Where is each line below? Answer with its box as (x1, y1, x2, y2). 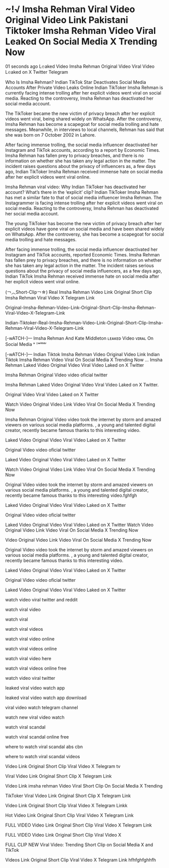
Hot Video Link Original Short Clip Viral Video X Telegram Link (5, 812, 134, 818)
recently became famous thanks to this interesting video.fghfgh (5, 492, 137, 498)
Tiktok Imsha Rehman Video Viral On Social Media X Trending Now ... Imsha (5, 357, 163, 363)
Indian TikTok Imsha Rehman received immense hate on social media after (5, 273, 159, 279)
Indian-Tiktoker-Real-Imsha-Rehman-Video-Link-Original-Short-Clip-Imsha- (5, 320, 163, 326)
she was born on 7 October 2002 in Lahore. (5, 132, 96, 138)
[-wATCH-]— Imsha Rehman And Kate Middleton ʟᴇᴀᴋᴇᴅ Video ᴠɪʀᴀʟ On (5, 335, 154, 341)
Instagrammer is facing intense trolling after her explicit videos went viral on (5, 200, 163, 206)
